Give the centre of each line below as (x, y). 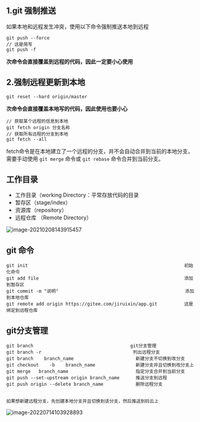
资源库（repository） (41, 210)
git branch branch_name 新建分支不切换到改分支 (96, 359)
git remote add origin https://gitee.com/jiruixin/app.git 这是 (100, 304)
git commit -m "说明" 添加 (100, 291)
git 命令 (20, 250)
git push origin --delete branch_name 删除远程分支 (84, 385)
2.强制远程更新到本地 (46, 82)
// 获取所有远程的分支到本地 (37, 134)
